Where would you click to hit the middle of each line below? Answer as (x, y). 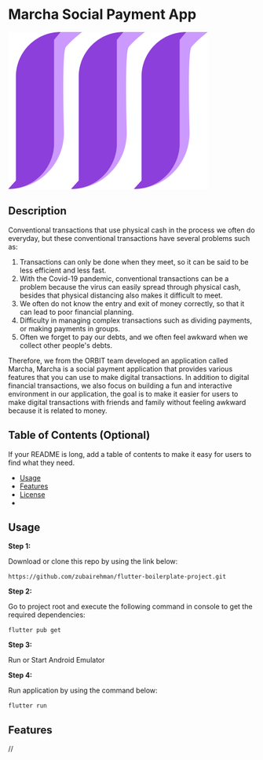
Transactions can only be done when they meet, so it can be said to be (134, 261)
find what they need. (42, 462)
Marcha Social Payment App (102, 15)
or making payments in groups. (69, 328)
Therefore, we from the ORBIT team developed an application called (118, 360)
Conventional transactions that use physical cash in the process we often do (131, 230)
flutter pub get (35, 630)
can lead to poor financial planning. (77, 312)
